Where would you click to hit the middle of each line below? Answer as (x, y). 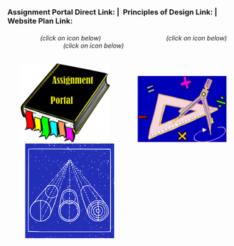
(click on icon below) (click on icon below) (134, 38)
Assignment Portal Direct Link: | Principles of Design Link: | (112, 12)
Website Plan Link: (40, 21)
